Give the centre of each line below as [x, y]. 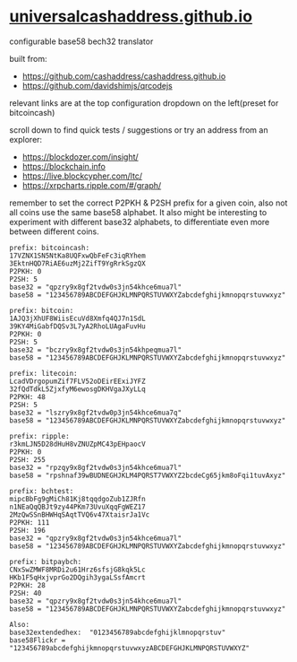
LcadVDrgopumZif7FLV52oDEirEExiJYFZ [77, 381]
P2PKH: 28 [28, 585]
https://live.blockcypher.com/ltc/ [82, 176]
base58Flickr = [38, 640]
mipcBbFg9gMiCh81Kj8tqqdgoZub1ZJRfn [77, 499]
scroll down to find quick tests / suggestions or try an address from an [139, 130]
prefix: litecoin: [43, 373]
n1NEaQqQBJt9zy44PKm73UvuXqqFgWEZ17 [77, 507]
